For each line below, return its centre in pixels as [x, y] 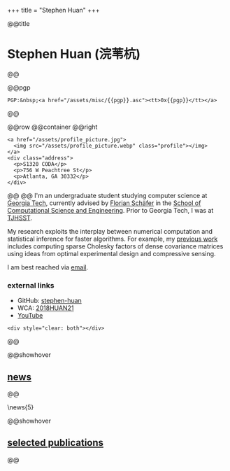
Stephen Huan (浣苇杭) [74, 54]
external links [31, 285]
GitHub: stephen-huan [49, 301]
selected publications [55, 443]
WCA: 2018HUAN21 [45, 308]
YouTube [30, 316]
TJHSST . [20, 218]
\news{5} [21, 407]
